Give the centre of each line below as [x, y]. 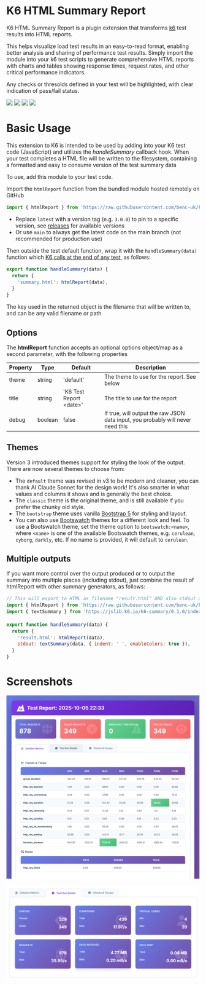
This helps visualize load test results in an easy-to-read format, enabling [97, 46]
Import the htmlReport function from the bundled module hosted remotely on [103, 189]
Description [151, 368]
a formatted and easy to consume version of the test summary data [91, 165]
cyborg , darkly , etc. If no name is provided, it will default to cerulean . [102, 539]
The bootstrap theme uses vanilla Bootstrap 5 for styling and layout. [101, 513]
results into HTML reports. [40, 34]
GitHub [15, 195]
